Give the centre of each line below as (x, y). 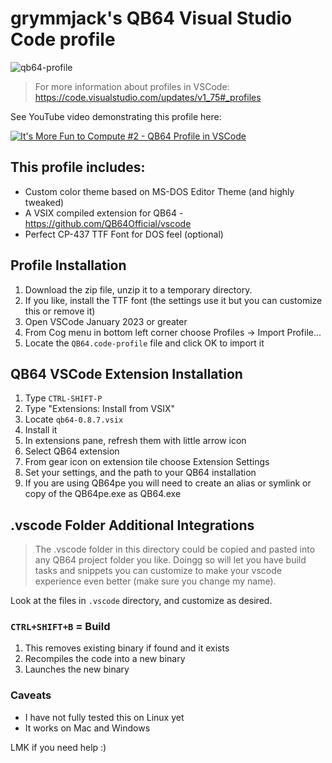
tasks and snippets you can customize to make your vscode (158, 571)
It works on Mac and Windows (87, 728)
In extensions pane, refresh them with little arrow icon (135, 441)
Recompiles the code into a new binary (105, 659)
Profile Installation (68, 265)
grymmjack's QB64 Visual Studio (151, 18)
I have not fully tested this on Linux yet (104, 717)
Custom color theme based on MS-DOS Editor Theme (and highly (159, 191)
